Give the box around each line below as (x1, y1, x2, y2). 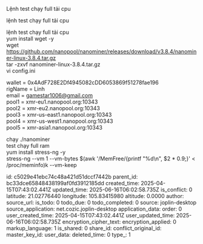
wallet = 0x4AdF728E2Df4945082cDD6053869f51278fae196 (6, 79, 159, 86)
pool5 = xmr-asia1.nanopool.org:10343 (6, 124, 103, 131)
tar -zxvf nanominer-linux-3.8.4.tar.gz (6, 61, 101, 68)
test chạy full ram (6, 142, 50, 149)
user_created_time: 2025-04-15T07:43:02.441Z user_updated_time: (6, 212, 175, 219)
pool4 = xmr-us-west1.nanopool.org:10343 (6, 117, 113, 125)
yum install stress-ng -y (6, 148, 66, 156)
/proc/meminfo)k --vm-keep (6, 162, 77, 168)
